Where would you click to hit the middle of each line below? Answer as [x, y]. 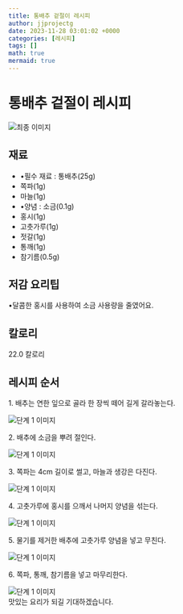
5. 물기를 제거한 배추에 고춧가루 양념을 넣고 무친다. [87, 541]
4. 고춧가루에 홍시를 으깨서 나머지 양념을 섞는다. [83, 506]
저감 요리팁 [34, 284]
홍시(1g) [33, 216]
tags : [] [23, 46]
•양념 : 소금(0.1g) [47, 206]
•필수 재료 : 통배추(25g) [58, 176]
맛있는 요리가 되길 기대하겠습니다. [61, 602]
